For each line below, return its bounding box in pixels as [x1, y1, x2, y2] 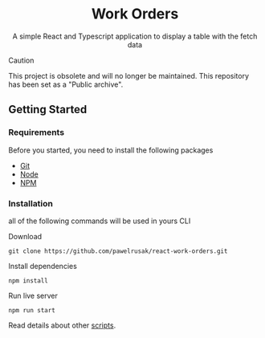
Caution [8, 55, 35, 65]
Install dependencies [8, 261, 78, 271]
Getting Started [8, 103, 88, 116]
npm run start [8, 306, 56, 314]
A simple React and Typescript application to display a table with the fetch [12, 31, 258, 41]
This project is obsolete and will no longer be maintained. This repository [8, 71, 250, 80]
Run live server [8, 291, 59, 300]
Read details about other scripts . [8, 320, 116, 330]
